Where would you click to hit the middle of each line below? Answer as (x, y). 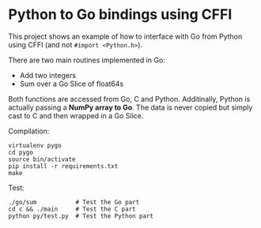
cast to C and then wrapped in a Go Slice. (76, 115)
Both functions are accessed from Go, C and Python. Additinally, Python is (129, 99)
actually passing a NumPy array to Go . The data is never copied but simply (130, 107)
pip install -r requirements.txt (63, 166)
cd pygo (21, 152)
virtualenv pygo (35, 145)
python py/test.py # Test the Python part (81, 216)
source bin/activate (42, 159)
